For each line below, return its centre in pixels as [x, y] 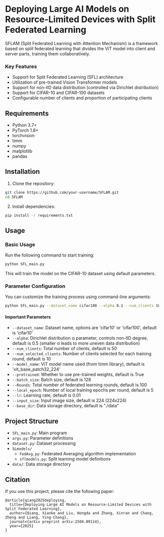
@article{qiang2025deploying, [36, 500]
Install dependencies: [34, 206]
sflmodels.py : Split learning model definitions [65, 459]
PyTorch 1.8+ [25, 130]
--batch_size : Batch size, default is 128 [51, 380]
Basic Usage [20, 244]
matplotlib [22, 151]
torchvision [23, 136]
